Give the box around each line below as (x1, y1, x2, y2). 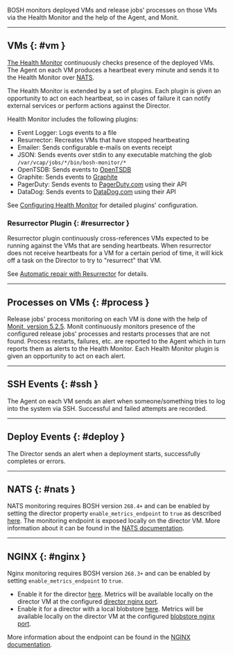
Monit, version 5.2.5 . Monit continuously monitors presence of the (7, 322, 196, 330)
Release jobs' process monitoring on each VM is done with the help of (7, 314, 208, 323)
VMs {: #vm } (7, 40, 66, 51)
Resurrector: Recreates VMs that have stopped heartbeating (17, 136, 189, 144)
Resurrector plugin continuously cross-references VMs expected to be (7, 234, 209, 243)
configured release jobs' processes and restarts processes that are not (7, 330, 210, 338)
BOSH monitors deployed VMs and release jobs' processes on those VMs (7, 6, 217, 14)
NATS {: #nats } (7, 483, 76, 495)
